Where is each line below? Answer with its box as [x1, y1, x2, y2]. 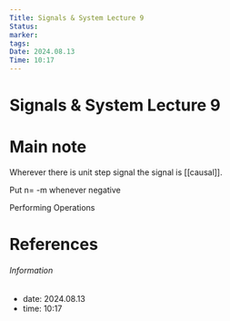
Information [9, 264, 54, 275]
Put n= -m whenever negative [9, 184, 121, 196]
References [9, 234, 98, 255]
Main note [9, 137, 87, 158]
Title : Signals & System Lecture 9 [9, 13, 145, 23]
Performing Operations [9, 202, 95, 213]
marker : [9, 30, 39, 39]
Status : [9, 22, 39, 31]
